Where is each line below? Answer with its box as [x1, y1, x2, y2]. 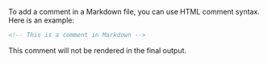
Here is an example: [8, 15, 75, 25]
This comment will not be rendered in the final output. [8, 45, 187, 55]
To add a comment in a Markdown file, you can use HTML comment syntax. [8, 7, 260, 16]
